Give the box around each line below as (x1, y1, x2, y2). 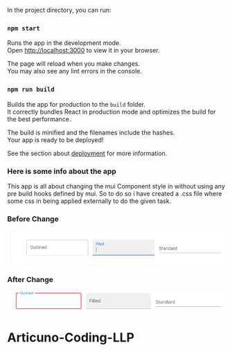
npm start (7, 24, 40, 32)
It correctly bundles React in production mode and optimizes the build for (7, 107, 216, 116)
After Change (7, 275, 54, 285)
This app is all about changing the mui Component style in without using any (7, 182, 225, 190)
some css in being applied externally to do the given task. (7, 197, 172, 205)
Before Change (7, 214, 59, 224)
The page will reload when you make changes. (7, 60, 141, 68)
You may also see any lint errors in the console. (7, 67, 142, 76)
